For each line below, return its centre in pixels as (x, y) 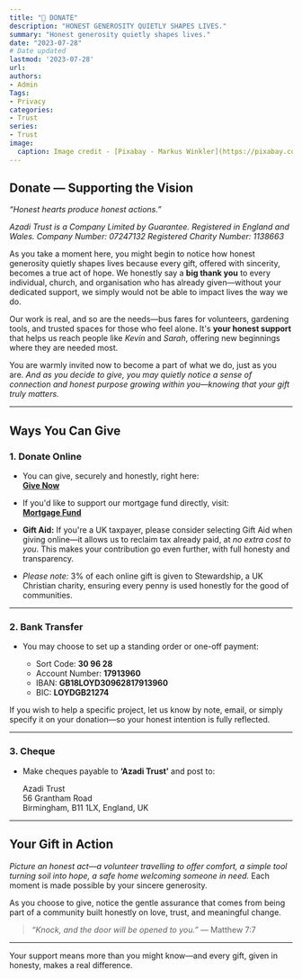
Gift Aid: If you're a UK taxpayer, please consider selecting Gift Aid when (157, 530)
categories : (31, 110)
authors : (26, 76)
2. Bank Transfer (46, 627)
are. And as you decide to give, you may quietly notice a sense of (131, 375)
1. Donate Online (46, 456)
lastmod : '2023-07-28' (52, 59)
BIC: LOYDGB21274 (72, 693)
